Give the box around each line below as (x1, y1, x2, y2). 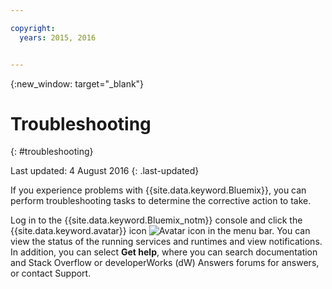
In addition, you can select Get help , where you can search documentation (10, 246, 318, 258)
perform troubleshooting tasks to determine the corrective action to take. (10, 195, 312, 207)
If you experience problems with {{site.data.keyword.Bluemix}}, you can (10, 184, 307, 196)
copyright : (10, 23, 56, 33)
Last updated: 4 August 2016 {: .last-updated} (10, 165, 200, 177)
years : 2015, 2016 (19, 32, 97, 43)
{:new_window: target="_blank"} (10, 77, 145, 90)
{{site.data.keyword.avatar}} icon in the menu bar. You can (10, 225, 311, 237)
